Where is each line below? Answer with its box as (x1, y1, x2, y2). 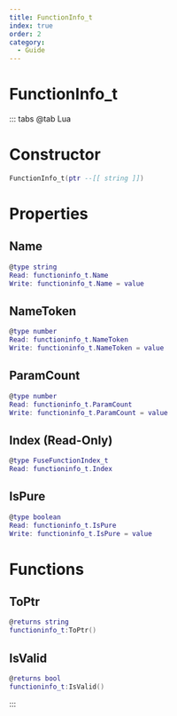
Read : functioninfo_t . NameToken (9, 335, 128, 344)
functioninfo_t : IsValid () (9, 682, 104, 691)
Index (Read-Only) (9, 432, 113, 448)
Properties (9, 204, 88, 224)
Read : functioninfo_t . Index (9, 465, 113, 474)
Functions (9, 559, 84, 579)
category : (9, 37, 46, 47)
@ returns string (9, 618, 69, 626)
